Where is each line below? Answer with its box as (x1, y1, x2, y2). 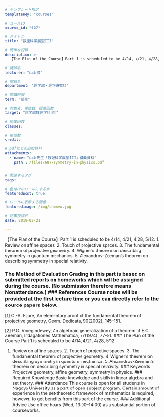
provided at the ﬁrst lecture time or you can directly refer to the (5, 295, 159, 302)
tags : (5, 177, 16, 182)
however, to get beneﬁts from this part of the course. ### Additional (12, 396, 151, 402)
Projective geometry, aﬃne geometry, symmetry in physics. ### (12, 369, 143, 375)
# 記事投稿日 (5, 213, 28, 218)
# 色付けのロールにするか (5, 186, 50, 192)
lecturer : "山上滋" (5, 70, 43, 75)
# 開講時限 (5, 92, 25, 97)
